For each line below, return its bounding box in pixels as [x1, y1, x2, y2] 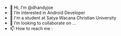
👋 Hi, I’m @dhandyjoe [9, 5, 53, 10]
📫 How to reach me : [9, 26, 53, 31]
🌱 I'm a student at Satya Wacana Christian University [9, 15, 117, 20]
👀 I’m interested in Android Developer [9, 10, 86, 16]
